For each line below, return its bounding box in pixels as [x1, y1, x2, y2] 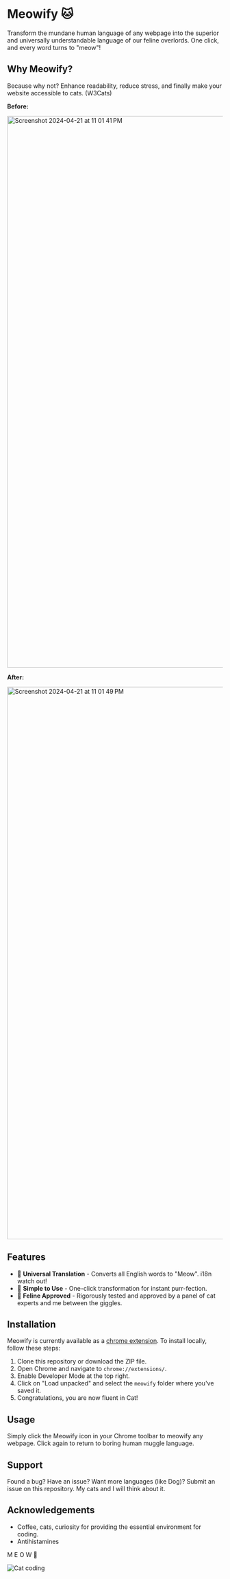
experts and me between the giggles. [16, 1298, 123, 1307]
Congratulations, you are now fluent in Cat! [16, 1394, 138, 1402]
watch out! [16, 1276, 48, 1285]
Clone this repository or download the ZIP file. [16, 1357, 147, 1366]
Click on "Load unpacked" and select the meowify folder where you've [16, 1379, 214, 1388]
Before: [7, 102, 29, 110]
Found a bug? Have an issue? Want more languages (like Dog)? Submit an [7, 1477, 216, 1485]
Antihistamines [16, 1537, 60, 1545]
